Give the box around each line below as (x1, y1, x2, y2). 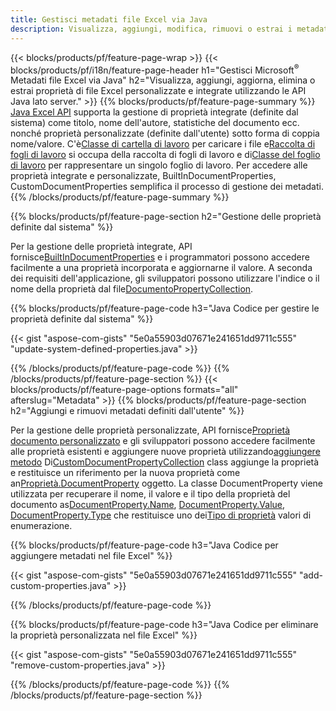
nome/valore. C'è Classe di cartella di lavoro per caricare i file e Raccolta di (10, 138, 316, 150)
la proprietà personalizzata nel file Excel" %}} (10, 629, 198, 641)
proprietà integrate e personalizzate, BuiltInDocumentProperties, (10, 170, 277, 182)
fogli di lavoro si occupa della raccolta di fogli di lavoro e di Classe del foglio (10, 149, 321, 161)
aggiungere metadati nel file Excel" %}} (10, 550, 173, 562)
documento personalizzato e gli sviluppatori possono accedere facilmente (10, 435, 316, 447)
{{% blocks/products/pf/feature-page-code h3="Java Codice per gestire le (10, 302, 320, 315)
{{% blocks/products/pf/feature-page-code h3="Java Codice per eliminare (10, 619, 319, 631)
